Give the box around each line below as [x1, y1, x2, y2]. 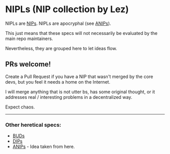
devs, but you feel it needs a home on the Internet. [5, 79, 110, 85]
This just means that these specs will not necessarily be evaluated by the [5, 30, 158, 36]
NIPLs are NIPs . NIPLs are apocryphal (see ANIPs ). [5, 20, 111, 26]
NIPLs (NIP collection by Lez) [5, 4, 129, 15]
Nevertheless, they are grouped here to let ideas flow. [5, 45, 117, 51]
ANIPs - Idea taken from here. [12, 143, 75, 150]
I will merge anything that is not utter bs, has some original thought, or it [5, 89, 155, 95]
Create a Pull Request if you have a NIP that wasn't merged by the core [5, 73, 153, 80]
